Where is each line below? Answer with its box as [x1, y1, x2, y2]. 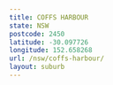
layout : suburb [9, 63, 65, 72]
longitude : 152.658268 [9, 46, 93, 55]
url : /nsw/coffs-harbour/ [9, 54, 104, 63]
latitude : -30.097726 [9, 37, 89, 47]
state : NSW [9, 21, 49, 30]
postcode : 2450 [9, 29, 65, 38]
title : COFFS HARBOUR [9, 12, 89, 22]
